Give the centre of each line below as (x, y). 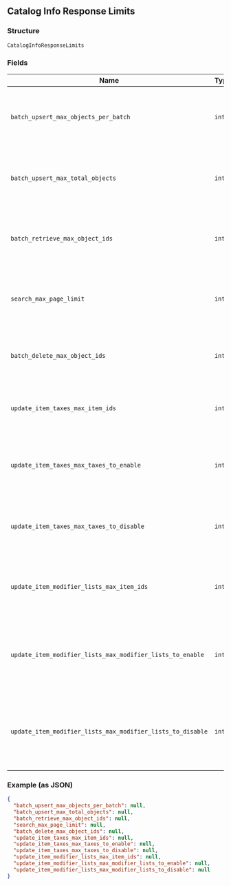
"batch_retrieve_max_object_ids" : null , (72, 818)
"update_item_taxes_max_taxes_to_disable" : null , (86, 851)
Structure (23, 31)
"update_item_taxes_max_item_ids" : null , (74, 838)
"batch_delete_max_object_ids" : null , (69, 831)
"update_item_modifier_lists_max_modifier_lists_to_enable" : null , (112, 864)
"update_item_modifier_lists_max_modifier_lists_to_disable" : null (112, 869)
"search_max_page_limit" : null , (60, 825)
